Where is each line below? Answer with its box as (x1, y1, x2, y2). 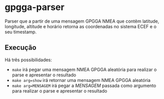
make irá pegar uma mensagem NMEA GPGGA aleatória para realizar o (12, 66, 157, 72)
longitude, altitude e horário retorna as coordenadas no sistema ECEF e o (5, 23, 157, 29)
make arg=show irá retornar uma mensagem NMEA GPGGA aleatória (12, 77, 151, 83)
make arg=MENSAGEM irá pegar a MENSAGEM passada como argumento (12, 82, 156, 88)
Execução (5, 43, 37, 52)
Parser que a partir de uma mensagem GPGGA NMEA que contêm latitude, (5, 18, 159, 24)
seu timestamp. (5, 29, 37, 35)
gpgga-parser (5, 2, 65, 13)
